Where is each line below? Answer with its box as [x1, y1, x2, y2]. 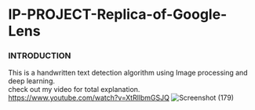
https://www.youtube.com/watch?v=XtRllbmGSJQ [8, 93, 170, 103]
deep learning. [8, 76, 55, 86]
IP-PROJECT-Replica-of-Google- [8, 5, 228, 24]
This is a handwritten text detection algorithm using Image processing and [8, 68, 249, 78]
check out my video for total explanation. [8, 85, 140, 94]
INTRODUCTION [8, 50, 71, 61]
